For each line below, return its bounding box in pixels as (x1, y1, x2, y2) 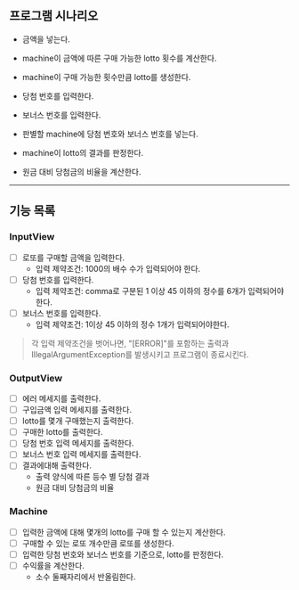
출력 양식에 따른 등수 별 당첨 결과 (35, 471, 149, 482)
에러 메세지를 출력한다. (21, 393, 101, 404)
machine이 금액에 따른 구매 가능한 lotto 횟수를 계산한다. (21, 53, 217, 63)
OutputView (9, 372, 63, 384)
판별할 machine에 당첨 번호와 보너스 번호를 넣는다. (21, 128, 198, 139)
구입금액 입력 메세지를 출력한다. (21, 405, 132, 415)
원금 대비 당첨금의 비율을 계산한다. (21, 166, 141, 176)
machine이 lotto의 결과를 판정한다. (21, 147, 144, 158)
